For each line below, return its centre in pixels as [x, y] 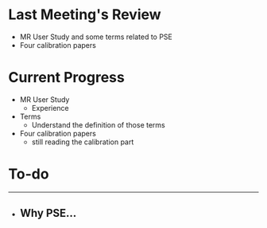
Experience [50, 108]
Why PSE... [48, 213]
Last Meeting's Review [85, 15]
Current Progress [66, 78]
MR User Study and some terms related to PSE [96, 37]
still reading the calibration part [83, 142]
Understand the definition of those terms [98, 124]
